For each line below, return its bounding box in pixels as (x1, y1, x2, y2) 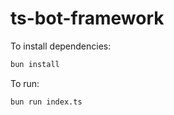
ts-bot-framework (10, 7, 165, 30)
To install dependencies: (10, 40, 112, 52)
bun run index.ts (10, 97, 83, 107)
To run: (10, 77, 40, 89)
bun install (10, 59, 60, 69)
